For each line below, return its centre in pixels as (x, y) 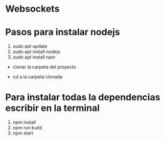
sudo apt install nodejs (36, 52)
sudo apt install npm (34, 57)
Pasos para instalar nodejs (63, 32)
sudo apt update (30, 46)
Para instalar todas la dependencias (83, 97)
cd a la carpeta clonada (38, 77)
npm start (23, 133)
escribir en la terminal (53, 108)
